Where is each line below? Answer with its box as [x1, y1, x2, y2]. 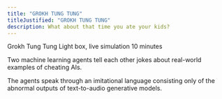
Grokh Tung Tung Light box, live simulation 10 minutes [7, 43, 163, 51]
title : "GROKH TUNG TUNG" [7, 10, 82, 17]
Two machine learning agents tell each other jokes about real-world [7, 56, 202, 64]
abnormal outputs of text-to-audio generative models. [7, 84, 163, 93]
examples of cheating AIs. [7, 63, 82, 72]
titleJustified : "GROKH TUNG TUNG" [7, 17, 111, 24]
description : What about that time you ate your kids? [7, 23, 170, 30]
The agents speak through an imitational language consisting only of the [7, 77, 215, 85]
